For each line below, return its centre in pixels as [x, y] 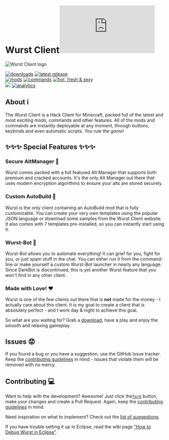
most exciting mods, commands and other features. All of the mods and [80, 120]
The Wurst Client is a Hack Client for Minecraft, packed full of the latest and [84, 115]
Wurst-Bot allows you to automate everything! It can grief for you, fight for [83, 254]
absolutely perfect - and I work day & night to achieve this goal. [72, 310]
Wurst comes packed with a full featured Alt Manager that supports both [81, 173]
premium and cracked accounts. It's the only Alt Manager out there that [80, 178]
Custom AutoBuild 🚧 [31, 197]
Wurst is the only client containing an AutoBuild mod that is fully [72, 208]
